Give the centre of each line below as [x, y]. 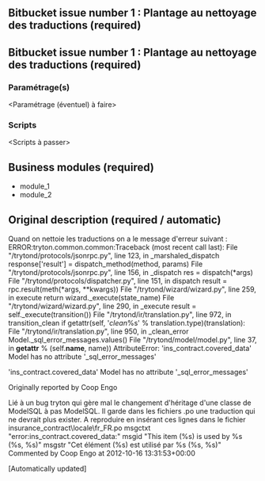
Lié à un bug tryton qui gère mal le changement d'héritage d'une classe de [130, 403]
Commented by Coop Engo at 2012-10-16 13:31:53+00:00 [102, 453]
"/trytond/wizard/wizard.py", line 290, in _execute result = [102, 306]
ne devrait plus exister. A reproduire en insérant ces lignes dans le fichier [127, 420]
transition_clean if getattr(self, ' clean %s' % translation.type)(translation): [127, 323]
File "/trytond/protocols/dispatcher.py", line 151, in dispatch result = [118, 281]
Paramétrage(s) [39, 87]
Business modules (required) [81, 167]
